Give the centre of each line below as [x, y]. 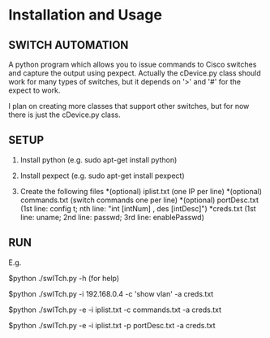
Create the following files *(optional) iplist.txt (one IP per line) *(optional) [141, 191]
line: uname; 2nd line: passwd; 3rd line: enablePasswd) [112, 217]
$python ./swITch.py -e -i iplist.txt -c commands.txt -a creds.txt [115, 310]
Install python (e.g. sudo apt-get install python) [99, 159]
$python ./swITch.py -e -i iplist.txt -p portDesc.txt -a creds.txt [112, 325]
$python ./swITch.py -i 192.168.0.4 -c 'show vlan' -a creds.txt [111, 293]
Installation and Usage [85, 15]
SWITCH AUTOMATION [69, 45]
